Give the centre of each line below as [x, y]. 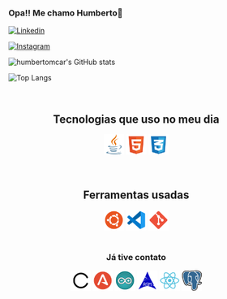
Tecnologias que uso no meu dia [136, 119]
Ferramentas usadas [136, 195]
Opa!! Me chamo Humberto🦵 [66, 13]
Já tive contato [136, 257]
